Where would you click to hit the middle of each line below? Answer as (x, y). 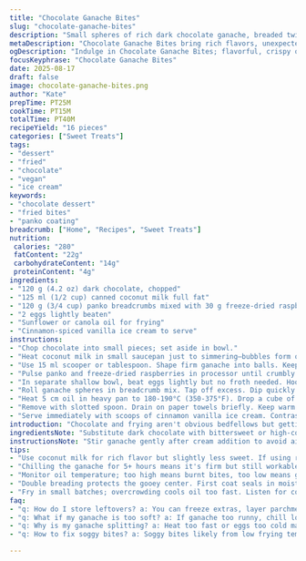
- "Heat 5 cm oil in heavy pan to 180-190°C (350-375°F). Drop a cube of (153, 399)
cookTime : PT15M (40, 111)
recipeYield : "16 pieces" (58, 128)
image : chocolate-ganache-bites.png (79, 86)
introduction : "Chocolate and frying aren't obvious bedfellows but (142, 424)
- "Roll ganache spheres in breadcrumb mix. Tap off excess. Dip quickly (153, 391)
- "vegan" (28, 178)
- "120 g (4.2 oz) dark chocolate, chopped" (95, 289)
